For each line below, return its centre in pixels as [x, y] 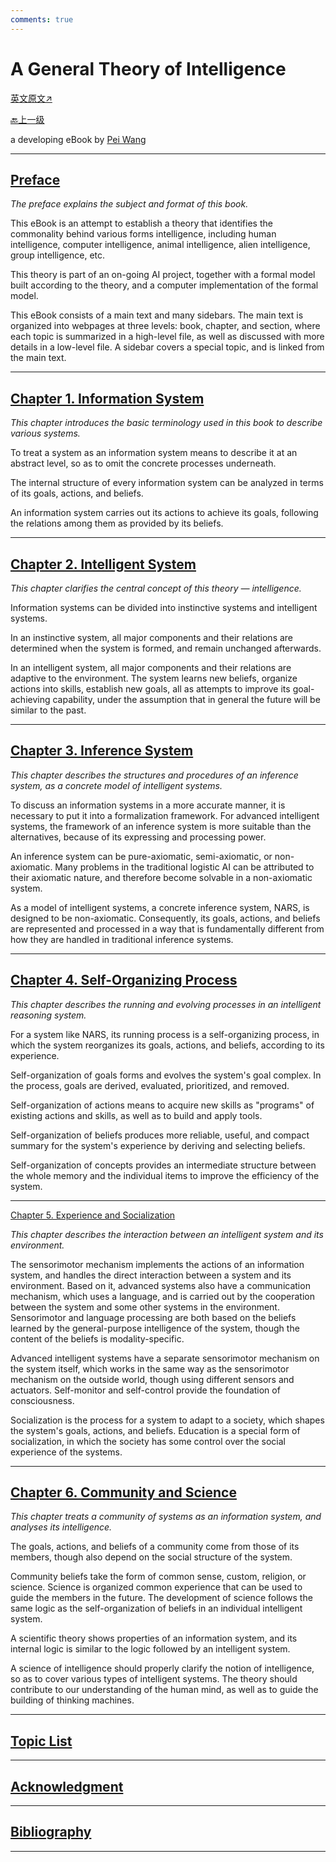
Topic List [41, 1741]
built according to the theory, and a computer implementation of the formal [164, 285]
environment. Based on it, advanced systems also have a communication [160, 1285]
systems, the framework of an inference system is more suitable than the [161, 826]
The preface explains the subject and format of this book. [129, 204]
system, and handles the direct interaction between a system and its [151, 1275]
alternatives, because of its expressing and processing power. [138, 837]
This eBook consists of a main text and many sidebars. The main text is [157, 315]
